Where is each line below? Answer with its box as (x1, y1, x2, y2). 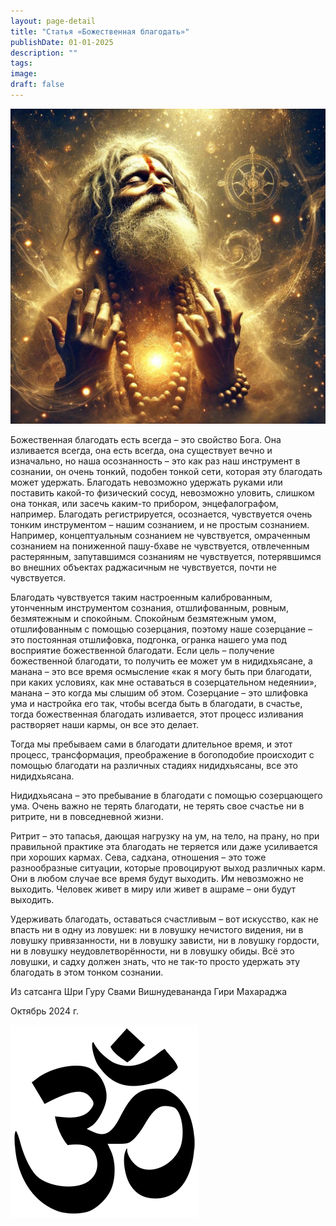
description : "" (10, 48, 78, 58)
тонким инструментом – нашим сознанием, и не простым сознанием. (10, 518, 310, 530)
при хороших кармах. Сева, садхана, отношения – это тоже (10, 851, 267, 863)
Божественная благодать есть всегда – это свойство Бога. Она (10, 433, 282, 445)
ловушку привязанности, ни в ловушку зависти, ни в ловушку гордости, (10, 934, 320, 946)
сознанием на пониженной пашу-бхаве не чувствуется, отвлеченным (10, 540, 310, 552)
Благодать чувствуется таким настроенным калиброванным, (10, 591, 273, 603)
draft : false (10, 80, 65, 90)
